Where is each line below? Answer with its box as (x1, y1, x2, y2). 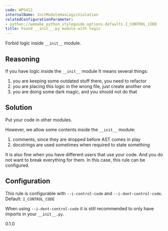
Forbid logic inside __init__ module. (5, 40, 81, 46)
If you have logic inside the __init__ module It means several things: (5, 68, 148, 74)
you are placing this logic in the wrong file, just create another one (12, 83, 151, 89)
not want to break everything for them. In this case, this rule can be (5, 157, 145, 163)
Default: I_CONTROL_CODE (5, 196, 55, 202)
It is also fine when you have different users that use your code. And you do (5, 151, 163, 157)
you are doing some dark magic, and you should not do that (12, 88, 138, 95)
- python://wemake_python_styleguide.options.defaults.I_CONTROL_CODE (5, 21, 157, 27)
